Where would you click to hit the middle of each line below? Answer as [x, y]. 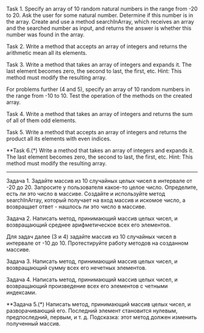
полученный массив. [33, 324]
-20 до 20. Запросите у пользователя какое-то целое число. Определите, [102, 187]
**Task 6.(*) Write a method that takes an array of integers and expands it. [100, 150]
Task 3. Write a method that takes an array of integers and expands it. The [99, 64]
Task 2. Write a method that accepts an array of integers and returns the [97, 46]
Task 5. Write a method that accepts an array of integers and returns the [97, 132]
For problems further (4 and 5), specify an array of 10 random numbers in [98, 89]
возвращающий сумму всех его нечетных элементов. [76, 268]
